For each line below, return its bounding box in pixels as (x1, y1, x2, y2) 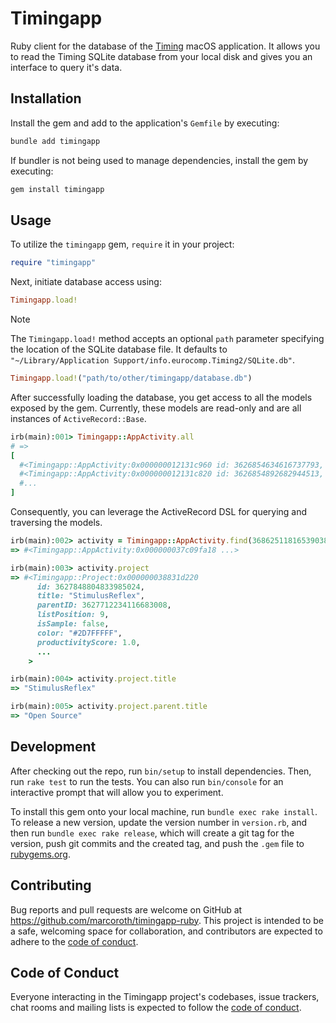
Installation (10, 90, 82, 107)
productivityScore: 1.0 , (36, 637, 141, 647)
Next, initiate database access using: (10, 276, 162, 288)
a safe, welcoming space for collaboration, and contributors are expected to (10, 925, 323, 937)
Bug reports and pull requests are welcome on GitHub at (10, 903, 243, 916)
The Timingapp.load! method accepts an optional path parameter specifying (10, 333, 325, 345)
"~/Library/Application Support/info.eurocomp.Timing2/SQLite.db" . (10, 354, 296, 366)
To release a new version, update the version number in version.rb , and (10, 816, 308, 828)
